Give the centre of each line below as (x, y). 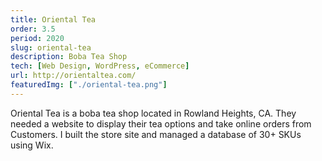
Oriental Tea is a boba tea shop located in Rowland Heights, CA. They (153, 113)
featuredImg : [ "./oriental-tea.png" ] (89, 85)
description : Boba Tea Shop (69, 57)
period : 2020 (37, 38)
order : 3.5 (33, 29)
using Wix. (32, 145)
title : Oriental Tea (53, 19)
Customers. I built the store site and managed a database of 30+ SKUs (156, 134)
